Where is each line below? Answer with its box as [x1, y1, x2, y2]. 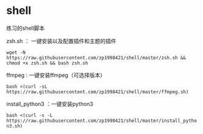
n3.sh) [6, 122, 23, 129]
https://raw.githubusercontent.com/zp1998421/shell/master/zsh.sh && [6, 55, 187, 61]
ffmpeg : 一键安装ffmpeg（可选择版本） [6, 71, 106, 79]
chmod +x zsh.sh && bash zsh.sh [6, 60, 88, 66]
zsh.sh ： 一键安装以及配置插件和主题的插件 [6, 37, 117, 44]
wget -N [6, 49, 26, 55]
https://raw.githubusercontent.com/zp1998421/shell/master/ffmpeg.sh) [6, 89, 189, 95]
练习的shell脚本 [6, 24, 45, 32]
